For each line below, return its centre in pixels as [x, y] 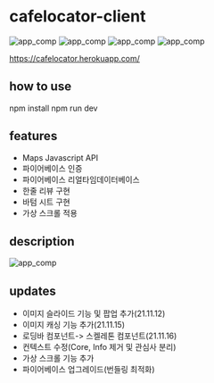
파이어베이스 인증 [52, 168]
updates [33, 291]
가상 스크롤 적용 [49, 212]
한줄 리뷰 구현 [46, 190]
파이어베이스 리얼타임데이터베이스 [81, 179]
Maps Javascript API [60, 157]
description [42, 241]
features [33, 136]
